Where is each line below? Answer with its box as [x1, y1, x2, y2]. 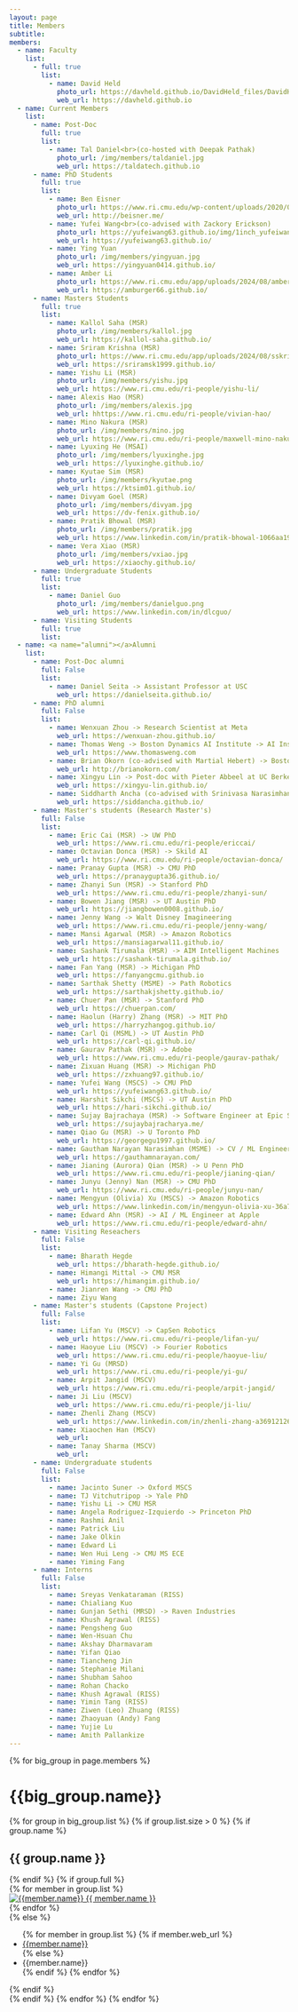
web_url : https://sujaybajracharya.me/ [56, 1120, 204, 1129]
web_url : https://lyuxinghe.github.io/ [56, 459, 204, 468]
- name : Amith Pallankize [48, 1730, 145, 1739]
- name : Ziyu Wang [48, 1293, 117, 1302]
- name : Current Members [17, 104, 109, 113]
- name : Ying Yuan [48, 244, 117, 253]
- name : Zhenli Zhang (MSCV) [48, 1409, 157, 1418]
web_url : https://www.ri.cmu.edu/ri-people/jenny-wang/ [56, 921, 268, 931]
